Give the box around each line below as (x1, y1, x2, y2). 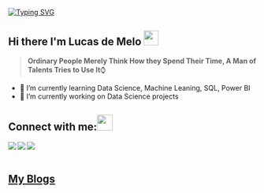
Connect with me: (8, 121, 98, 134)
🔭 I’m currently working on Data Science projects (19, 91, 179, 101)
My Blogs (8, 173, 55, 186)
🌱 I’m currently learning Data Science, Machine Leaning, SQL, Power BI (19, 83, 251, 92)
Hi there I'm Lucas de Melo (8, 35, 142, 49)
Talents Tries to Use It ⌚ (27, 65, 106, 74)
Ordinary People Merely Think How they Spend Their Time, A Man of (27, 56, 257, 65)
